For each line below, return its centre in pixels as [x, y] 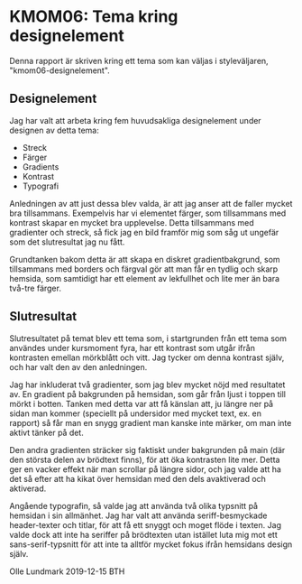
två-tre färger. [35, 288]
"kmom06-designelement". [59, 70]
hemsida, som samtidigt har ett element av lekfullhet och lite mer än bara [145, 278]
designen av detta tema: [54, 130]
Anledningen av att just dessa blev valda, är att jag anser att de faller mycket [151, 203]
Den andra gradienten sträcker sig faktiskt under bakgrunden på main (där [147, 450]
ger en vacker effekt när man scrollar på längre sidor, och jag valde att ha [146, 469]
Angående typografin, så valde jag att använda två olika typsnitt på [134, 505]
